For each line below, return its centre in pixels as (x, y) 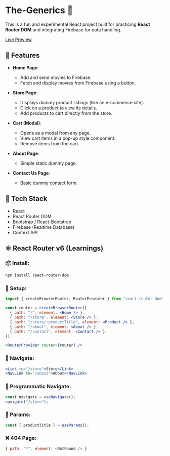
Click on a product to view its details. (58, 108)
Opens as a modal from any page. (55, 133)
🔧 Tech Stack (26, 199)
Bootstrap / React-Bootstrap (42, 222)
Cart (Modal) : (27, 123)
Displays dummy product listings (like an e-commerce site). (82, 102)
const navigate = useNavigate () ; (40, 397)
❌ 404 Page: (21, 438)
